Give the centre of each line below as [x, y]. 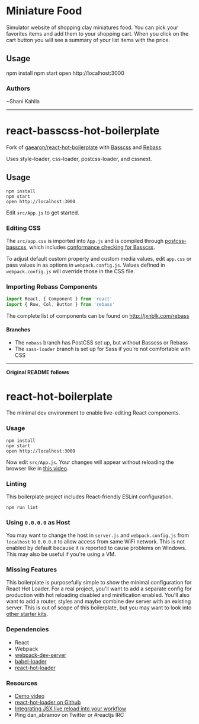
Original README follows [38, 372]
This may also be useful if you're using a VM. [61, 554]
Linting [16, 483]
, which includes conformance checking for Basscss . [91, 247]
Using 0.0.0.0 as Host [38, 522]
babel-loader [31, 661]
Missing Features [32, 570]
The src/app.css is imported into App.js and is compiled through [85, 241]
